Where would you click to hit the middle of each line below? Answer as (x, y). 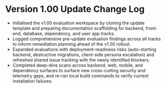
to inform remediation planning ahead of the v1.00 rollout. (71, 44)
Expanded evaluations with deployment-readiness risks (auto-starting (84, 49)
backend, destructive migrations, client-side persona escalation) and (83, 54)
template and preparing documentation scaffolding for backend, (78, 28)
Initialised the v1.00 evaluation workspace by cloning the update (78, 23)
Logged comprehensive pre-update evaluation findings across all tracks (86, 39)
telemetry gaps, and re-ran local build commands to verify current (80, 76)
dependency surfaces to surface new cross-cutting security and (79, 70)
